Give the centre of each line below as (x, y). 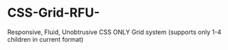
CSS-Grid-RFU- (53, 13)
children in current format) (45, 39)
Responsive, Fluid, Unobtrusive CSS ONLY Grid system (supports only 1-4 (114, 32)
